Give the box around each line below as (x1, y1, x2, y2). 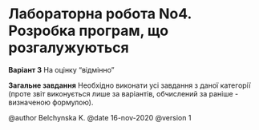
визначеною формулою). (8, 97, 94, 107)
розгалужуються (8, 39, 130, 57)
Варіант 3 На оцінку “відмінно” (8, 65, 115, 74)
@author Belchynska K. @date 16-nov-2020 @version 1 (8, 112, 192, 122)
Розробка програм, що (8, 22, 169, 40)
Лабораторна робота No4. (8, 5, 192, 23)
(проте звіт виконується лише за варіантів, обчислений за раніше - (8, 89, 239, 98)
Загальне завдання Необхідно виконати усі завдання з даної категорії (8, 81, 251, 90)
